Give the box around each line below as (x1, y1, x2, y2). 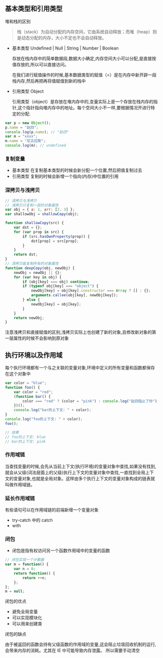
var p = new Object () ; (5, 121, 51, 125)
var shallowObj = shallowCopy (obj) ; (5, 212, 79, 217)
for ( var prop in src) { (14, 229, 64, 234)
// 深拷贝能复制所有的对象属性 (5, 261, 59, 266)
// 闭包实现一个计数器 (5, 557, 45, 562)
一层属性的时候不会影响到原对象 (5, 335, 69, 341)
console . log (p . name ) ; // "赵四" (5, 129, 69, 135)
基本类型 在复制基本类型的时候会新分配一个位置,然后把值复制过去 (12, 167, 142, 173)
